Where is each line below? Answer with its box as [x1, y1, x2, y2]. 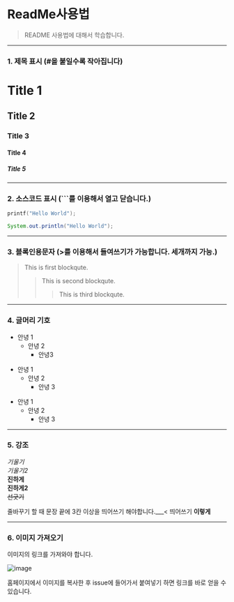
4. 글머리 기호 [7, 315, 51, 325]
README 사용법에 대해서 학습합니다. [24, 31, 125, 39]
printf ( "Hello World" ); [7, 210, 77, 217]
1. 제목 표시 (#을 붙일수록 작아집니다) [7, 57, 123, 66]
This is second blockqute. [41, 277, 116, 285]
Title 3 [7, 131, 29, 141]
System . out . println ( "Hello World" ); [7, 223, 114, 230]
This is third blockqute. [58, 290, 125, 299]
